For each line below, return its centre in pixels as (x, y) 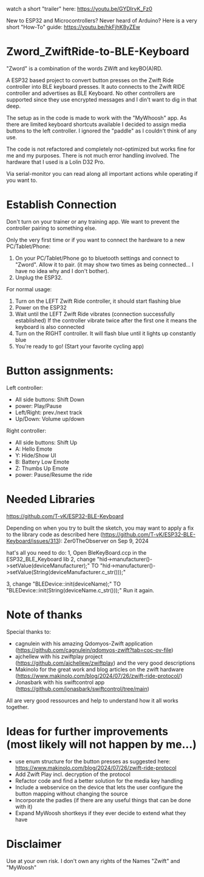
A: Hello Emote (34, 449)
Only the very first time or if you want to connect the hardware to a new (96, 240)
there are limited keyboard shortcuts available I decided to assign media (96, 124)
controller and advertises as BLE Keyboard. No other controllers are (91, 93)
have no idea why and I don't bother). (62, 271)
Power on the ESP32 (41, 307)
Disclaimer (34, 844)
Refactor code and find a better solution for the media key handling (99, 780)
